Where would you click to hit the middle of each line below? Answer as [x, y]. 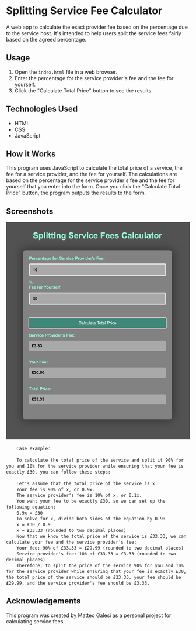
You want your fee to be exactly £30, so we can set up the [91, 501]
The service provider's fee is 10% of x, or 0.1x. [79, 495]
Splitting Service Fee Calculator [84, 11]
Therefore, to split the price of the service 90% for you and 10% [100, 565]
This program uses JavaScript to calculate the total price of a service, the [94, 168]
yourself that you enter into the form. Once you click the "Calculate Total [93, 187]
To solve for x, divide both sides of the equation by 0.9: [91, 519]
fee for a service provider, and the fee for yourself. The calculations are [92, 174]
